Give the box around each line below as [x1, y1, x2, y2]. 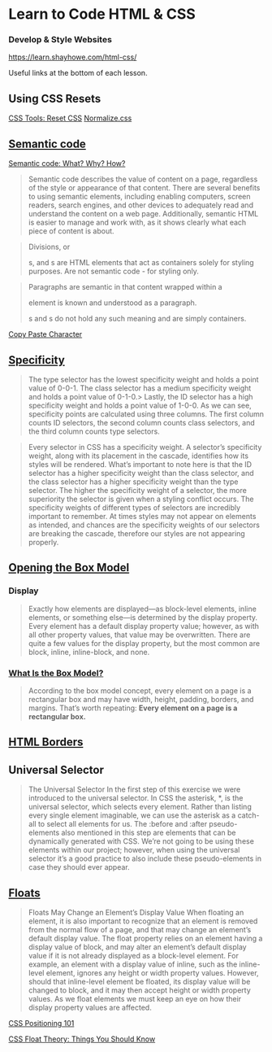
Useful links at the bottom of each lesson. [8, 68, 148, 78]
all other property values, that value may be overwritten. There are [28, 630, 251, 639]
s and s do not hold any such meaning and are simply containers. [28, 314, 247, 324]
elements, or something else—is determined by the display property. [28, 612, 258, 622]
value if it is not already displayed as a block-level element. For [28, 950, 240, 960]
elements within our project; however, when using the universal [28, 845, 240, 855]
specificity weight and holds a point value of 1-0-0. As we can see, [28, 400, 252, 410]
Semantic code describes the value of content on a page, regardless [28, 174, 258, 184]
